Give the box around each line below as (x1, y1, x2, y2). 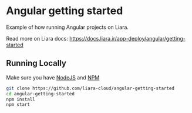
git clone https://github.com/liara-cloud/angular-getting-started (6, 85, 175, 91)
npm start (6, 102, 31, 108)
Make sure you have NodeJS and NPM (6, 74, 100, 81)
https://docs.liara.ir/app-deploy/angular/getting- (69, 35, 186, 42)
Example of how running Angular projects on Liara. (6, 24, 129, 31)
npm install (6, 96, 35, 102)
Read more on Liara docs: (6, 35, 69, 42)
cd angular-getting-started (6, 91, 75, 97)
